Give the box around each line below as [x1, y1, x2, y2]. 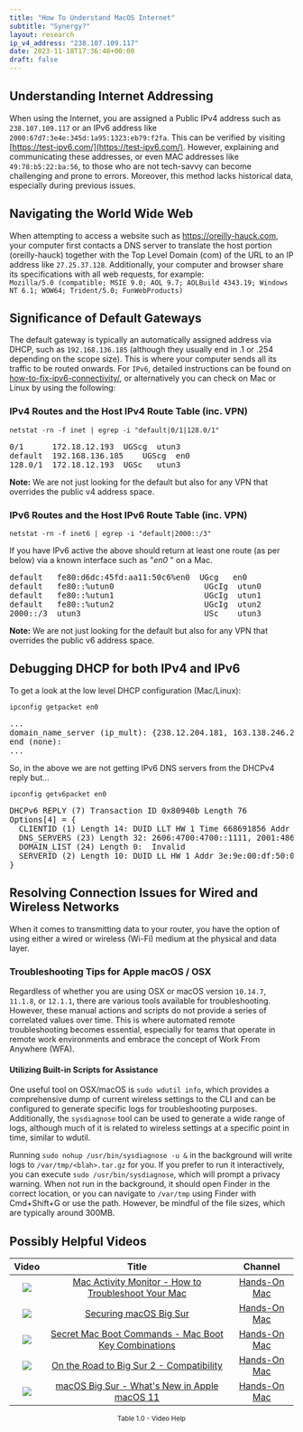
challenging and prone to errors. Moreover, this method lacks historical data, [9, 170, 294, 181]
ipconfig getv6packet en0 [9, 789, 106, 798]
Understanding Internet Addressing [9, 89, 214, 104]
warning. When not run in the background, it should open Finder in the [9, 1179, 271, 1190]
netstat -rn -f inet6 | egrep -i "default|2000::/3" [9, 530, 212, 539]
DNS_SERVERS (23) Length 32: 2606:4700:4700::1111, [18, 833, 252, 843]
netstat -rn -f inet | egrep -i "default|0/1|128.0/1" [9, 426, 220, 435]
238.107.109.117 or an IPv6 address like [9, 122, 158, 133]
